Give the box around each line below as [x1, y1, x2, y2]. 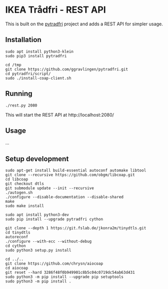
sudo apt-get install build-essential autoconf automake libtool [5, 168, 146, 173]
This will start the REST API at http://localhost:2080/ [5, 112, 114, 118]
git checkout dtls [5, 182, 44, 187]
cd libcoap [5, 177, 28, 182]
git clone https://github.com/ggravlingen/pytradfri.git [5, 66, 128, 72]
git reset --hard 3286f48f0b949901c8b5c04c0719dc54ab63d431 [5, 270, 136, 275]
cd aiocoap [5, 266, 28, 271]
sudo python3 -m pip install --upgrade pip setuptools [5, 274, 124, 280]
